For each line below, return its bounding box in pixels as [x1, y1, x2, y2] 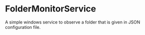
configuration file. [5, 24, 41, 30]
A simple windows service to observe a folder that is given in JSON [5, 19, 141, 25]
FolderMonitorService [5, 3, 96, 14]
